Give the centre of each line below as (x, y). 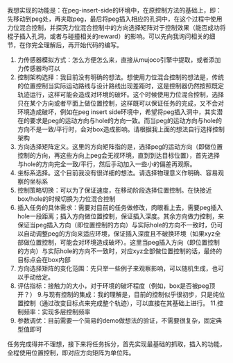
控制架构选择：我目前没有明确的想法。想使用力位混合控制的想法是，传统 (120, 77)
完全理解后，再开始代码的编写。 (77, 45)
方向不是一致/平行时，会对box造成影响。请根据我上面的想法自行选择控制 (121, 129)
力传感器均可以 (38, 68)
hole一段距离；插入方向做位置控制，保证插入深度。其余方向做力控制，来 (121, 216)
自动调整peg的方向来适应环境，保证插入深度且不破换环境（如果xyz (119, 234)
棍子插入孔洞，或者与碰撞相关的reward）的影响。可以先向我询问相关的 (108, 36)
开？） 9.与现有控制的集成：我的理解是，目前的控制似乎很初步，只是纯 (118, 295)
